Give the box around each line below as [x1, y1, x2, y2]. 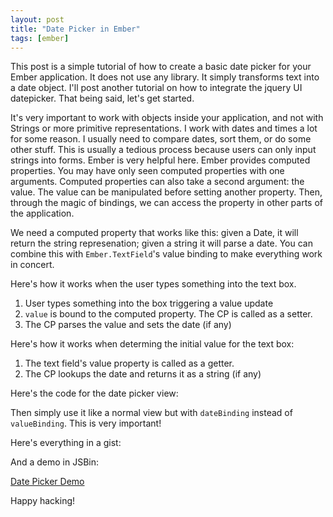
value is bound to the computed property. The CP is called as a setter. [24, 308, 313, 320]
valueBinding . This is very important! [10, 417, 162, 430]
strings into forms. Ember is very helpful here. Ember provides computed [10, 154, 311, 166]
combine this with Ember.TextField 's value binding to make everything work [10, 248, 323, 260]
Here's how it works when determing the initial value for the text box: [10, 338, 295, 350]
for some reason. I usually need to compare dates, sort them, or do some [10, 133, 312, 145]
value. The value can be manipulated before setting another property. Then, [10, 186, 323, 198]
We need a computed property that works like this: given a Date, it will [10, 227, 299, 239]
